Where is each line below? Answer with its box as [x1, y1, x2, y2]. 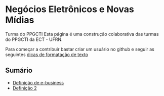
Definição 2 [12, 85, 37, 91]
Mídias [5, 14, 34, 26]
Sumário [5, 66, 33, 75]
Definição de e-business [12, 79, 64, 85]
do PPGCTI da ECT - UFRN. [5, 36, 63, 42]
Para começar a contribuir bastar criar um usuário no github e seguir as [5, 46, 154, 52]
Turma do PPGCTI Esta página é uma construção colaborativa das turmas [5, 31, 159, 37]
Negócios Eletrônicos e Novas [5, 4, 134, 15]
